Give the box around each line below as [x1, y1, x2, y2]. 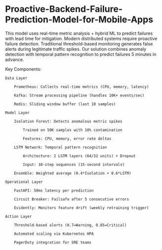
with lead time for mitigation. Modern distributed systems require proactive [5, 36, 158, 42]
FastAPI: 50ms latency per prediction [14, 188, 94, 193]
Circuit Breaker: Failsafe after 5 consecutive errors [14, 197, 129, 202]
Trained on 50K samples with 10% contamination [23, 127, 122, 132]
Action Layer [5, 214, 32, 219]
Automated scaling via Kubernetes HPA [14, 231, 94, 236]
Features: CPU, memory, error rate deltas [23, 136, 112, 141]
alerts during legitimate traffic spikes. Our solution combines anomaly [5, 46, 147, 52]
